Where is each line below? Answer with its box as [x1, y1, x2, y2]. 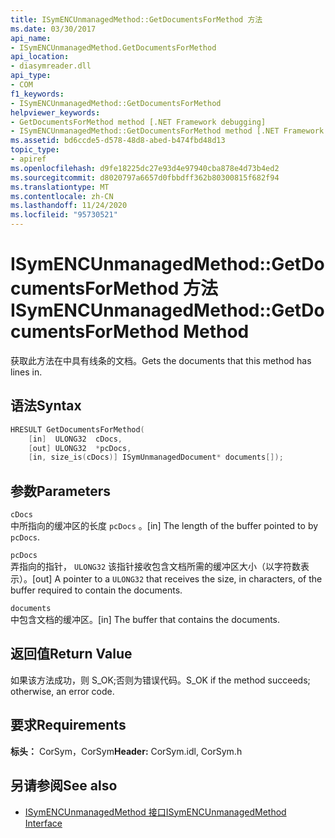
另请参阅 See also [10, 777, 118, 795]
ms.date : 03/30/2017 [10, 24, 97, 34]
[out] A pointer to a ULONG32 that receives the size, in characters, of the [32, 573, 323, 585]
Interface [24, 817, 63, 829]
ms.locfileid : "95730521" [10, 210, 118, 220]
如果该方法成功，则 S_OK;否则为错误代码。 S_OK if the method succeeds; [10, 674, 311, 686]
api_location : [10, 52, 70, 62]
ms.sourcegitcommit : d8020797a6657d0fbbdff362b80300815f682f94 [10, 172, 280, 183]
